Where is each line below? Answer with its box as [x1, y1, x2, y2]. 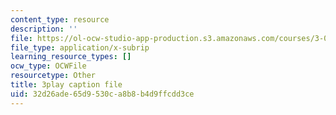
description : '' [10, 24, 78, 34]
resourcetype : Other [10, 71, 97, 81]
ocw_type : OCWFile [10, 61, 87, 71]
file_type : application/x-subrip [10, 42, 150, 53]
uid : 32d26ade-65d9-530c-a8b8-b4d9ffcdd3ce [10, 89, 195, 99]
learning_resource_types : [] [10, 52, 132, 62]
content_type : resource [10, 14, 110, 25]
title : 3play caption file [10, 80, 123, 90]
